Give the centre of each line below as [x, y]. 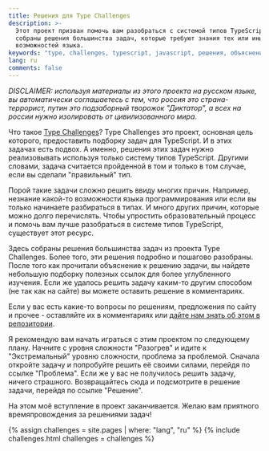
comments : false [35, 68]
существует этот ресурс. [51, 233]
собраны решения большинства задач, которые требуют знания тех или [132, 38]
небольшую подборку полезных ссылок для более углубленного [120, 274]
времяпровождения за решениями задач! [80, 414]
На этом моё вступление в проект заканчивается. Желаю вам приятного [134, 405]
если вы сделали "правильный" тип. [70, 174]
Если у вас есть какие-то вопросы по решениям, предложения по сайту [132, 307]
